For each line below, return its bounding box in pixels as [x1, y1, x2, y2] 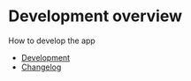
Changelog [20, 62, 62, 72]
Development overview [8, 6, 183, 26]
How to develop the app [8, 35, 96, 46]
